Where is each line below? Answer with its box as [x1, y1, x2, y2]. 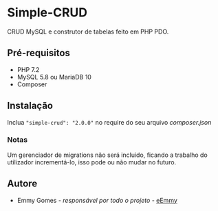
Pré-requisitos [7, 47, 71, 59]
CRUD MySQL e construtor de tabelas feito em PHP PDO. [7, 27, 169, 36]
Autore [7, 178, 38, 190]
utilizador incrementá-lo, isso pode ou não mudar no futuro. [7, 158, 177, 166]
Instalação [7, 100, 54, 112]
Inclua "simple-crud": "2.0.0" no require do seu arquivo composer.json [7, 118, 212, 126]
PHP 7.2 [17, 65, 40, 73]
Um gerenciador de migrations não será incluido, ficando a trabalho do [7, 151, 208, 159]
